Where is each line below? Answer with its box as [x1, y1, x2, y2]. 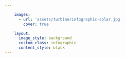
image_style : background [18, 35, 72, 41]
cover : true [23, 22, 49, 27]
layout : [14, 31, 30, 36]
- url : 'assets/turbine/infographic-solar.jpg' [18, 16, 123, 22]
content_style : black [18, 45, 65, 50]
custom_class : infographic [18, 41, 77, 46]
